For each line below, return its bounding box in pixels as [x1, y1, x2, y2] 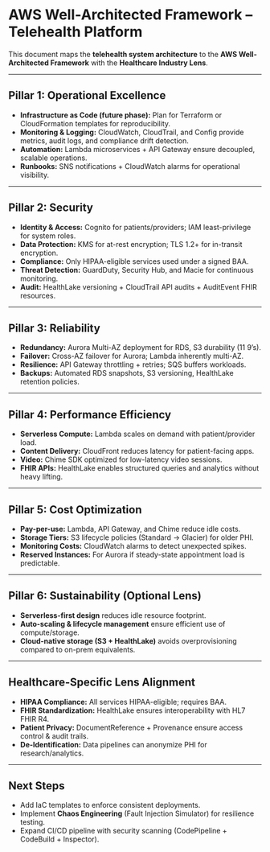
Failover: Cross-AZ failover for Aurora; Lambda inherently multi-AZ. [19, 352, 244, 361]
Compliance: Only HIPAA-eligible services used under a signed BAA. [19, 256, 249, 266]
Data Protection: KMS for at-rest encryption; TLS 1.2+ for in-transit [19, 239, 243, 249]
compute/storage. [19, 628, 80, 637]
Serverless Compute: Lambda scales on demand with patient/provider [19, 429, 256, 439]
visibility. [19, 170, 50, 179]
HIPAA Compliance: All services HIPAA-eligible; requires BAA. [19, 697, 227, 706]
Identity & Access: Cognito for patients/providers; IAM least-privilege [19, 222, 252, 232]
